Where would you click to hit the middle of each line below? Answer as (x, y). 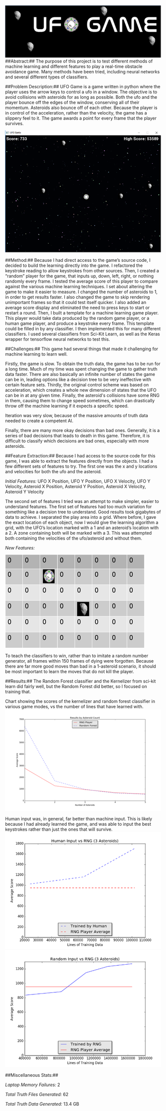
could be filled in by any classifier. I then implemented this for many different (83, 328)
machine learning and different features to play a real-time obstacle (74, 66)
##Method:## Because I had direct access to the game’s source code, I (78, 260)
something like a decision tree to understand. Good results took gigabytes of (83, 512)
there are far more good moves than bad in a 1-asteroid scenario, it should (81, 666)
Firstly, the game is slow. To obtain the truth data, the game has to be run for (83, 364)
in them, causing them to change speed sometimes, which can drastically (80, 400)
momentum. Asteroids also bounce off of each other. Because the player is (81, 108)
